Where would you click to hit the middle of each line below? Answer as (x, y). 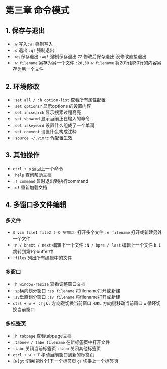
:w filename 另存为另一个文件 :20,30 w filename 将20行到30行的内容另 (87, 63)
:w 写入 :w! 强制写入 (33, 44)
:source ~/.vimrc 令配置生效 (42, 138)
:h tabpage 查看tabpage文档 (42, 336)
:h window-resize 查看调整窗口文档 (49, 284)
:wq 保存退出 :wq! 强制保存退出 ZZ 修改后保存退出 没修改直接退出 (79, 56)
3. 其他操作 (22, 155)
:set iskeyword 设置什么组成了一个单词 (53, 125)
